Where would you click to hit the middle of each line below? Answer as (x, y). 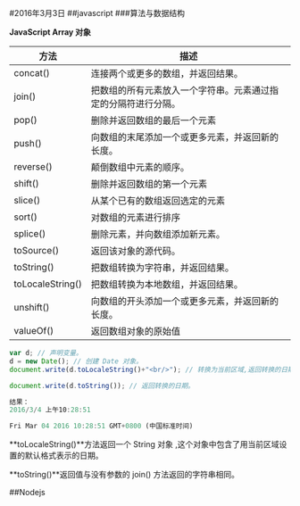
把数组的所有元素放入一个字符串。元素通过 (180, 90)
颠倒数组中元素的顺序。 (140, 167)
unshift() (32, 307)
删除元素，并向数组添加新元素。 (158, 234)
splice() (30, 233)
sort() (26, 217)
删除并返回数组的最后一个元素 (154, 120)
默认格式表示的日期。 (64, 456)
